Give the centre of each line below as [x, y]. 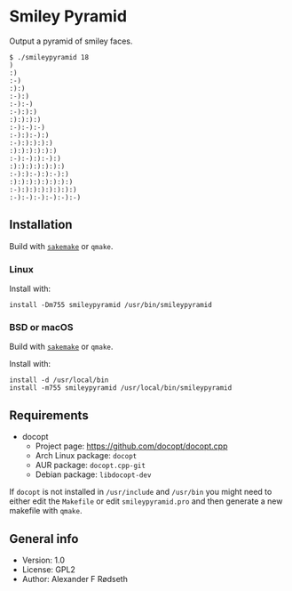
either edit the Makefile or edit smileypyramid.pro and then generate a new [146, 501]
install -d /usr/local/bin [59, 380]
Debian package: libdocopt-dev [93, 474]
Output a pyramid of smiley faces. [71, 41]
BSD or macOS [41, 327]
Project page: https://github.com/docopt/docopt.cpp [131, 446]
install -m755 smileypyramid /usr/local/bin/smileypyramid [121, 388]
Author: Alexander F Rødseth [75, 579]
